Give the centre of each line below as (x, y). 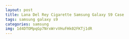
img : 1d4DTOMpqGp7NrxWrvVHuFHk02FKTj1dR (49, 29)
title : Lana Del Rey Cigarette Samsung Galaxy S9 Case (65, 15)
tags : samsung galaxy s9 (32, 19)
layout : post (19, 10)
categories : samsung (27, 24)
